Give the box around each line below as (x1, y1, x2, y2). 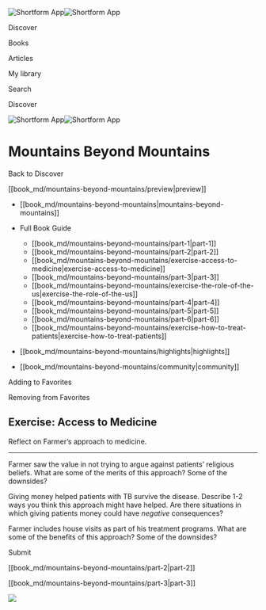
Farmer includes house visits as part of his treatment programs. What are (8, 524, 247, 533)
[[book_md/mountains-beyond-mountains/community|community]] (19, 361, 240, 372)
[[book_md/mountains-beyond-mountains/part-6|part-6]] (31, 314, 220, 324)
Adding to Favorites (8, 377, 73, 387)
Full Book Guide (19, 223, 72, 233)
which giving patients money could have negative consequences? (8, 508, 224, 518)
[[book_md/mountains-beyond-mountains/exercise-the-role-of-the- (31, 280, 255, 290)
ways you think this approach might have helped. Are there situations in (8, 500, 241, 509)
